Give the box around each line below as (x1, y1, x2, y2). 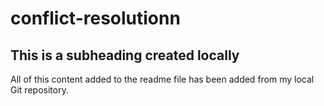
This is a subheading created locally (10, 47, 240, 64)
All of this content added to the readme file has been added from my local (10, 73, 315, 85)
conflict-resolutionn (10, 7, 181, 30)
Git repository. (10, 84, 69, 96)
